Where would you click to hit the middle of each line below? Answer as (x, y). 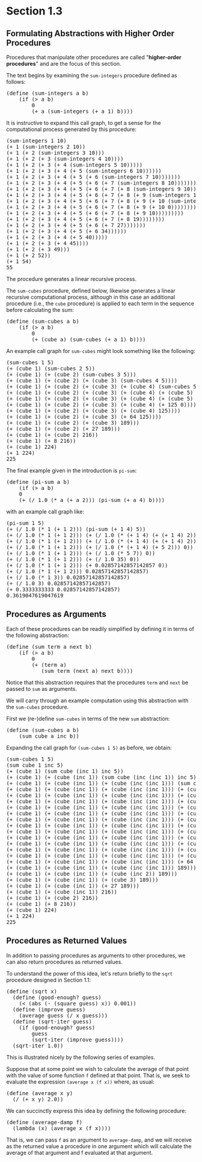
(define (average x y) (40, 1093)
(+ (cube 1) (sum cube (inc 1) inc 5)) (65, 771)
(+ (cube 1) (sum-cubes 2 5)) (51, 368)
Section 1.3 (35, 11)
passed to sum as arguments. (41, 688)
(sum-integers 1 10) (37, 141)
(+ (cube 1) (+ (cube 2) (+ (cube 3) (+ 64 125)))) (84, 417)
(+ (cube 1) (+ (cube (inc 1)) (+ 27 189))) (73, 886)
